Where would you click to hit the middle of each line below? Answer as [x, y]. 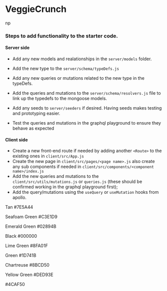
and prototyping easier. [36, 114]
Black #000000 [21, 236]
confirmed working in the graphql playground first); [65, 187]
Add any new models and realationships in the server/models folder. [82, 59]
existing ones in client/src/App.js [48, 156]
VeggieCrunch [36, 9]
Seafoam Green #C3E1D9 [31, 217]
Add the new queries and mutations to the [55, 176]
